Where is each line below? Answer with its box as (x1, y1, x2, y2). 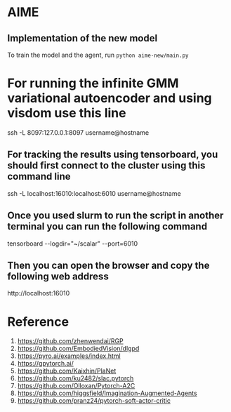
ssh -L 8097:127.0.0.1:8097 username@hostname (7, 128, 150, 137)
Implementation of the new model (7, 32, 158, 44)
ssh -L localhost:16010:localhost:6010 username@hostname (7, 189, 181, 197)
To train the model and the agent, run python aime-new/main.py (7, 51, 189, 59)
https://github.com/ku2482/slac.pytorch (17, 374, 134, 383)
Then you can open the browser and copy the (7, 259, 210, 271)
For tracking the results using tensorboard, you (7, 149, 218, 161)
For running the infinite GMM (7, 75, 179, 91)
